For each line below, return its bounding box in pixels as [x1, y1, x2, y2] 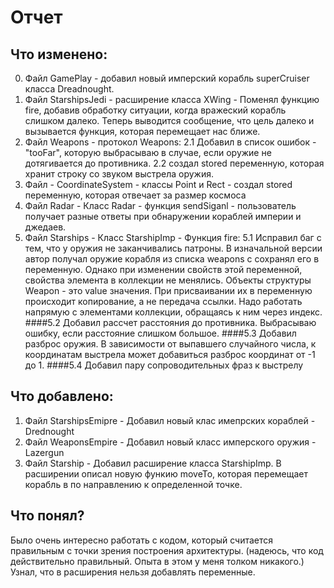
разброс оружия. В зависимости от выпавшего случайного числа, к [24, 338, 317, 350]
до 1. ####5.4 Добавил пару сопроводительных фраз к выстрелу [24, 359, 304, 371]
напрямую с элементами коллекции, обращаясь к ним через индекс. [24, 306, 323, 318]
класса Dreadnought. [24, 83, 115, 95]
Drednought [24, 425, 75, 437]
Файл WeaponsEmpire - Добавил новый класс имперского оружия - [24, 436, 317, 448]
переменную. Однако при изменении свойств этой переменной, [24, 264, 303, 275]
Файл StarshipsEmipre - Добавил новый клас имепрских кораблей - [24, 414, 316, 426]
